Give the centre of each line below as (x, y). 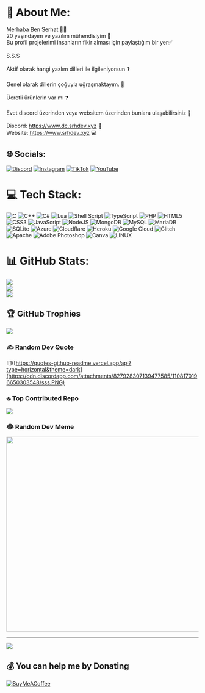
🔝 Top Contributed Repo (43, 398)
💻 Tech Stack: (44, 194)
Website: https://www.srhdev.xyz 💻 (52, 132)
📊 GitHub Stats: (48, 261)
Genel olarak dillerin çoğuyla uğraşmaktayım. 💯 (66, 84)
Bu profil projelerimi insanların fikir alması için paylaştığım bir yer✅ (89, 42)
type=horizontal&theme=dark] (44, 369)
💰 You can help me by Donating (68, 666)
